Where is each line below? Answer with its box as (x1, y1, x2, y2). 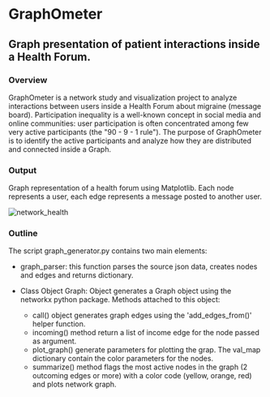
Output (8, 164, 37, 175)
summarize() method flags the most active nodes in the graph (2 (32, 362, 248, 372)
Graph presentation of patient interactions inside (8, 37, 261, 51)
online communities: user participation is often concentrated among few (8, 119, 249, 128)
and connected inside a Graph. (8, 144, 112, 154)
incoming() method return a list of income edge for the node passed (32, 328, 259, 338)
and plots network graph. (32, 379, 117, 390)
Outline (8, 228, 38, 239)
